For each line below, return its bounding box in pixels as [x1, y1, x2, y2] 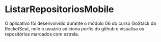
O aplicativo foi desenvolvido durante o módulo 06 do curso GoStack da [5, 20, 156, 26]
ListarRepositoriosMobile [5, 4, 114, 15]
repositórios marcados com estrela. [5, 31, 79, 37]
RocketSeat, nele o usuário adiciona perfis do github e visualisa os [5, 25, 145, 31]
